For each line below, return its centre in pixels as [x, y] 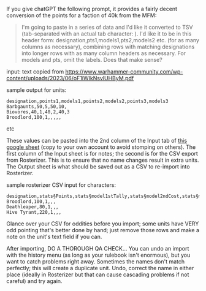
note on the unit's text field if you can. [54, 236]
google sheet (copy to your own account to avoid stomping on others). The [101, 147]
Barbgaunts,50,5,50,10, [37, 107]
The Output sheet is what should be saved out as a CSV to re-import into [98, 167]
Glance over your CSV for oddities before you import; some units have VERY [103, 224]
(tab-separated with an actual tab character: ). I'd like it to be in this [106, 34]
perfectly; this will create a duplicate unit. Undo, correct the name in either [100, 268]
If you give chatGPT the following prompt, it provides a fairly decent [92, 9]
